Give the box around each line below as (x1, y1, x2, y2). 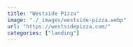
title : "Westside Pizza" (7, 10, 80, 17)
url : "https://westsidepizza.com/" (7, 23, 111, 30)
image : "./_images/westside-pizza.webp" (7, 17, 127, 23)
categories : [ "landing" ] (7, 29, 80, 37)
